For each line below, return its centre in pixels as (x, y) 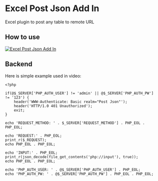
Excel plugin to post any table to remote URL (50, 22)
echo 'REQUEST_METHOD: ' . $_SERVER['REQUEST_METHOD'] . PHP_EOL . (75, 123)
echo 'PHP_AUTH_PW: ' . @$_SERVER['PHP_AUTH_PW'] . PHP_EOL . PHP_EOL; (79, 174)
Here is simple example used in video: (43, 76)
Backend (19, 64)
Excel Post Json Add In (52, 8)
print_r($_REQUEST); (26, 140)
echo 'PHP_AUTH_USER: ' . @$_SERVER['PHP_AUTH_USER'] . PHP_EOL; (73, 170)
